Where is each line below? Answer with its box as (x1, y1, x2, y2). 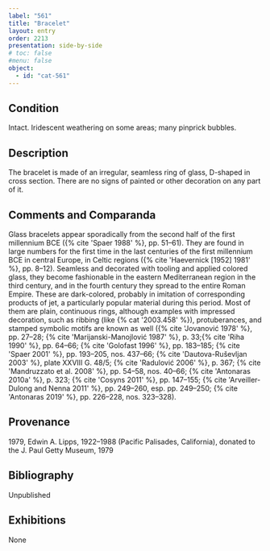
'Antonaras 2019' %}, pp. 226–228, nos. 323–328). (8, 392, 177, 402)
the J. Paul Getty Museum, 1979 (8, 445, 114, 455)
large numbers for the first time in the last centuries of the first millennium (8, 246, 254, 256)
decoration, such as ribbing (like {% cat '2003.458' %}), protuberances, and (8, 315, 262, 325)
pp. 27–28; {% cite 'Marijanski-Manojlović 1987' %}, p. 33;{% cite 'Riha (8, 332, 244, 342)
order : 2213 (8, 34, 48, 43)
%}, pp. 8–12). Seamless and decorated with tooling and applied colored (8, 263, 248, 274)
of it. (8, 184, 24, 194)
